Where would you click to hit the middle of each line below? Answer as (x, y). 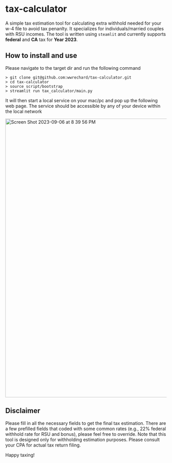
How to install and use (41, 56)
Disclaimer (23, 411)
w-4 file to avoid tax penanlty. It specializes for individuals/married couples (84, 28)
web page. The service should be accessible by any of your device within (83, 106)
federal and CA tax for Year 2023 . (42, 40)
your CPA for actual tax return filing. (43, 445)
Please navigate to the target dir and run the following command (73, 68)
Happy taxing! (20, 455)
